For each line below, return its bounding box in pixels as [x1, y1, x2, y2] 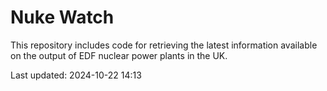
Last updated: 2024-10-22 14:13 [10, 69, 142, 81]
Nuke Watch [10, 6, 115, 29]
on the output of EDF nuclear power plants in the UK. [10, 49, 228, 61]
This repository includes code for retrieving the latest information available [10, 39, 318, 51]
